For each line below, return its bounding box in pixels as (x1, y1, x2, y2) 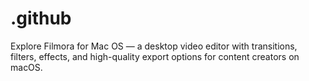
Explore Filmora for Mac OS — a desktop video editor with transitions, (10, 40, 298, 52)
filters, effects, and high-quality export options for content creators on (10, 50, 300, 62)
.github (10, 7, 72, 30)
